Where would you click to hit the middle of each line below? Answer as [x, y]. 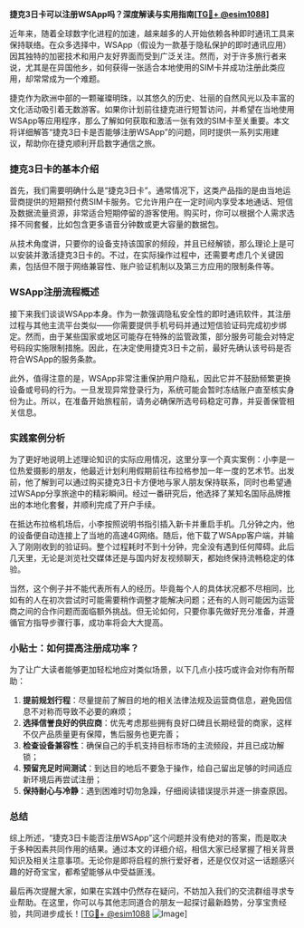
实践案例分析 [38, 438]
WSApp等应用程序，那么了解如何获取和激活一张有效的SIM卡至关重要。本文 [149, 121]
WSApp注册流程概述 [54, 292]
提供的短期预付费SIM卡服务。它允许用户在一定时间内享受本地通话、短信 [159, 202]
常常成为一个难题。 [69, 79]
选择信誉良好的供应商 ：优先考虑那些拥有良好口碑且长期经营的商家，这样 [157, 723]
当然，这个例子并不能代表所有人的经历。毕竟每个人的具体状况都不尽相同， [148, 588]
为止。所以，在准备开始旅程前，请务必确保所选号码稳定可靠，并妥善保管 [152, 401]
